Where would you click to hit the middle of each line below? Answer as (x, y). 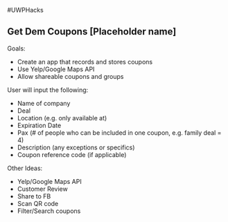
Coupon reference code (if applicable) (72, 154)
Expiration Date (39, 125)
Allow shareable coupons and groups (70, 76)
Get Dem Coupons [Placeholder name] (92, 31)
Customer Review (42, 189)
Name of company (44, 103)
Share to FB (34, 196)
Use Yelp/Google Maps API (56, 69)
